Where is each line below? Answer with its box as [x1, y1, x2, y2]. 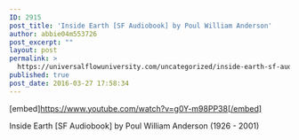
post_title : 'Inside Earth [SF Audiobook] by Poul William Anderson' [9, 21, 273, 30]
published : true [9, 71, 69, 80]
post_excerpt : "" [9, 37, 74, 47]
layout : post [9, 46, 58, 55]
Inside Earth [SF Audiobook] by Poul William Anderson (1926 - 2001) [9, 121, 260, 131]
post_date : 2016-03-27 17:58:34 [9, 79, 129, 88]
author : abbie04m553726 [9, 29, 98, 38]
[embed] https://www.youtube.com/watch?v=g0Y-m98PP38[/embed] [9, 103, 263, 113]
